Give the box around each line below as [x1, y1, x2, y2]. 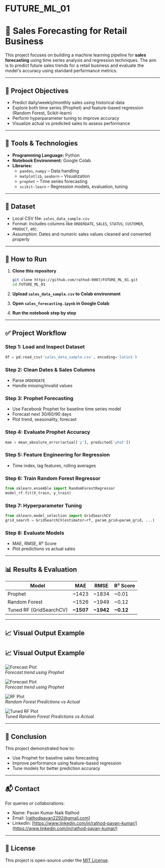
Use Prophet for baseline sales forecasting [12, 755, 99, 761]
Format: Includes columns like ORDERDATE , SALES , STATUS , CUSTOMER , [12, 220, 144, 226]
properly [12, 236, 30, 242]
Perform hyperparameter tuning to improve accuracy [12, 115, 119, 121]
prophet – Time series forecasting [19, 178, 87, 184]
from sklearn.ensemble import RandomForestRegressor [5, 486, 115, 491]
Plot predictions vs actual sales [12, 546, 76, 552]
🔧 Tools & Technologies [5, 139, 78, 148]
